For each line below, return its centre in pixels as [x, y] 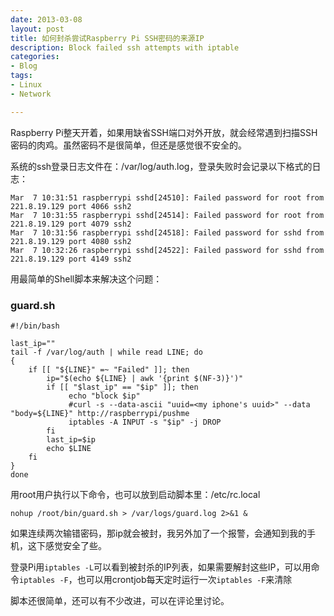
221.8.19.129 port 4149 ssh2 [71, 259]
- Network [31, 94]
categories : [35, 57]
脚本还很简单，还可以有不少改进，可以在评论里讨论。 [120, 600]
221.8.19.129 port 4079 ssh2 [71, 224]
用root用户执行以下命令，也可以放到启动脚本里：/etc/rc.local [135, 494]
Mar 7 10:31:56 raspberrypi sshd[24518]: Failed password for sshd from [167, 232]
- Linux [26, 85]
